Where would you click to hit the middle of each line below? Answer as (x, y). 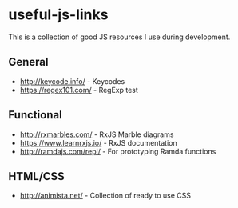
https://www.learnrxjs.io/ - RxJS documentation (98, 142)
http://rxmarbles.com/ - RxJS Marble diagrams (97, 134)
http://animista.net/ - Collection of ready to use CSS (105, 196)
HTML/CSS (37, 176)
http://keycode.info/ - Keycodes (72, 81)
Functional (35, 115)
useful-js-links (58, 15)
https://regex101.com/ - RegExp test (79, 90)
